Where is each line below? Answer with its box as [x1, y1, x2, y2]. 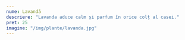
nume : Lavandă [6, 8, 42, 15]
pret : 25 [6, 19, 28, 25]
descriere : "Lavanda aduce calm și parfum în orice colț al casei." [6, 14, 180, 20]
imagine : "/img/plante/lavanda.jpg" [6, 25, 97, 31]
